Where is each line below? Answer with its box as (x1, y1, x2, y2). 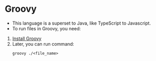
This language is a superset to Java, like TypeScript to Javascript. (12, 20, 151, 26)
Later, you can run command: (12, 40, 75, 47)
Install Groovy (12, 35, 42, 42)
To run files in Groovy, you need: (12, 25, 81, 31)
